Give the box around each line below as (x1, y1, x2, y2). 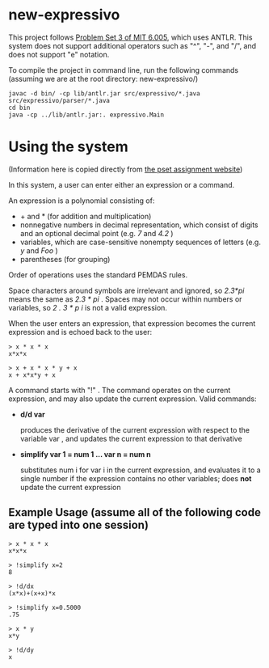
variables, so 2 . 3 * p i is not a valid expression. (8, 302, 168, 312)
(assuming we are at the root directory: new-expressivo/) (8, 74, 199, 83)
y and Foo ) (19, 245, 58, 256)
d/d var (19, 409, 46, 419)
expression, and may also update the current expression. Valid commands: (8, 394, 257, 404)
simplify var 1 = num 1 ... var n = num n (19, 449, 151, 459)
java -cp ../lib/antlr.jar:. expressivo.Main (8, 111, 164, 119)
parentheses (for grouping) (19, 254, 111, 264)
